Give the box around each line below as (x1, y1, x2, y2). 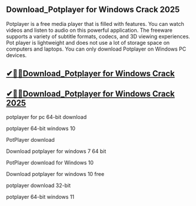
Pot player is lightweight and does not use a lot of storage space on (6, 39, 170, 46)
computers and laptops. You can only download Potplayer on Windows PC (6, 45, 187, 52)
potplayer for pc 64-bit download (6, 114, 87, 121)
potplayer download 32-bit (6, 182, 71, 189)
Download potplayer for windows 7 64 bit (6, 148, 107, 155)
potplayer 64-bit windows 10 (6, 125, 75, 132)
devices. (6, 51, 27, 58)
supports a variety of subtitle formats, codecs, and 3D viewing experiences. (6, 32, 190, 40)
